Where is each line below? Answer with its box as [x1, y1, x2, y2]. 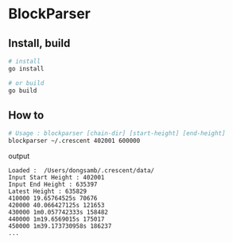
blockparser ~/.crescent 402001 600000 [8, 137, 141, 145]
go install [8, 64, 45, 72]
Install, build [8, 37, 71, 50]
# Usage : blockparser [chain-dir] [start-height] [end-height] [8, 129, 226, 137]
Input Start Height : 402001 [8, 174, 105, 182]
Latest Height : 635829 [8, 187, 87, 195]
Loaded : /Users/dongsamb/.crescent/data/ [8, 167, 155, 175]
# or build [8, 79, 45, 87]
